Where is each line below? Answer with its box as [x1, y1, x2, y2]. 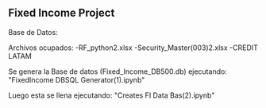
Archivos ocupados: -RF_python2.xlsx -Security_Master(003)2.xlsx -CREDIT [8, 43, 258, 52]
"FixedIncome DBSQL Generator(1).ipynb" [8, 75, 145, 84]
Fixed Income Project [8, 6, 115, 20]
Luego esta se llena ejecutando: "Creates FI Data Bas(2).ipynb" [8, 91, 215, 100]
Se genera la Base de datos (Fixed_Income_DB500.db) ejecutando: [8, 67, 228, 76]
